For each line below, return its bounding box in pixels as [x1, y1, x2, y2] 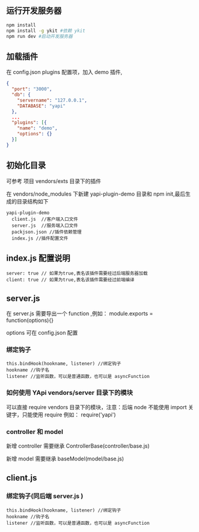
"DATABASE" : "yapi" [17, 103, 66, 109]
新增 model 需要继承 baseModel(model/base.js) [6, 455, 124, 462]
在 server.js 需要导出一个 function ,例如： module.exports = [6, 310, 153, 317]
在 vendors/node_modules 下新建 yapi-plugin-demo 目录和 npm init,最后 [6, 190, 186, 197]
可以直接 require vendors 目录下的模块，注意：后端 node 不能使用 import [6, 403, 188, 410]
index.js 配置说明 [6, 253, 70, 263]
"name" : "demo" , [17, 125, 58, 131]
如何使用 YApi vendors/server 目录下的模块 [6, 389, 133, 397]
